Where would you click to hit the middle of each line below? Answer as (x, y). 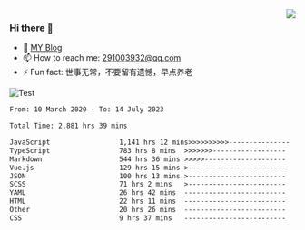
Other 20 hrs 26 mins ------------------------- (148, 210)
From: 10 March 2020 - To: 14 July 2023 (87, 110)
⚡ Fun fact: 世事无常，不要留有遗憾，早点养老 (108, 72)
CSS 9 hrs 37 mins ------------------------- (148, 218)
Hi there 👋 (32, 28)
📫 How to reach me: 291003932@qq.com (102, 58)
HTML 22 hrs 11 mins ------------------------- (148, 201)
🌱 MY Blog (42, 48)
